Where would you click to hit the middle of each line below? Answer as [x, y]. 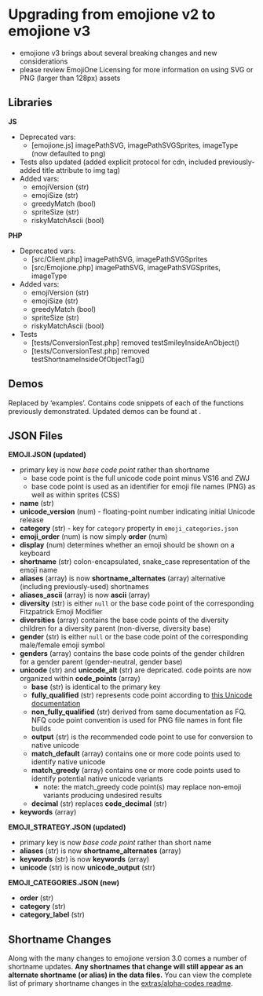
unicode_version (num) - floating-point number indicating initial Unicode [137, 511]
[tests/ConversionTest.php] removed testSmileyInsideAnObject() [135, 342]
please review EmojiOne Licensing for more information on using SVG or [136, 69]
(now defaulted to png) [68, 153]
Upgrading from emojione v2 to [112, 15]
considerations [44, 61]
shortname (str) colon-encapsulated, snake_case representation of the [135, 562]
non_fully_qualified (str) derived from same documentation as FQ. [139, 712]
